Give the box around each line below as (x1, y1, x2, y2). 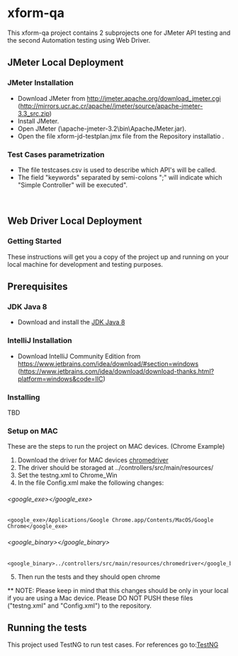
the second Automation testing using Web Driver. (7, 35, 151, 44)
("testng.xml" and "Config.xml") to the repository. (7, 601, 152, 610)
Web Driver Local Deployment (7, 215, 142, 227)
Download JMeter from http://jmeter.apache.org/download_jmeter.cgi (17, 94, 221, 102)
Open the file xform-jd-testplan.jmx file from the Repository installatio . (17, 131, 225, 140)
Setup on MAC (7, 426, 58, 436)
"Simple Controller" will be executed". (17, 180, 128, 189)
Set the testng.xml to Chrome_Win (17, 471, 118, 480)
